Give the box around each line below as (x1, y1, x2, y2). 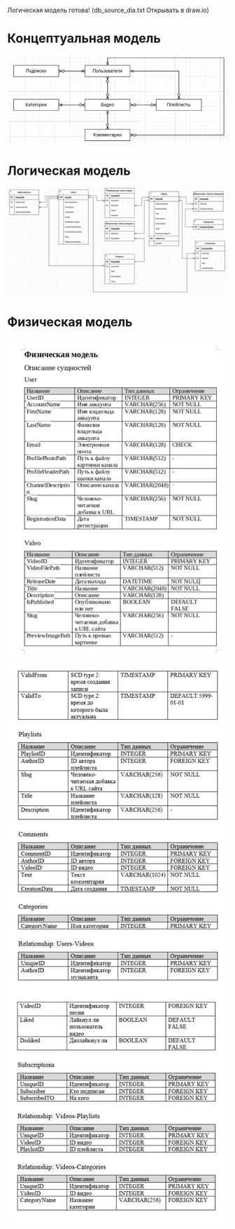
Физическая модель (7, 314, 133, 330)
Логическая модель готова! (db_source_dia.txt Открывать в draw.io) (7, 6, 210, 14)
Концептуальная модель (7, 31, 161, 46)
